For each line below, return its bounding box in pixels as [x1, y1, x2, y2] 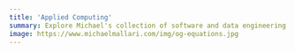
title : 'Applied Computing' [9, 12, 113, 22]
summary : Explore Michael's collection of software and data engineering [9, 21, 287, 30]
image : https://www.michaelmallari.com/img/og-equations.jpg [9, 29, 239, 38]
